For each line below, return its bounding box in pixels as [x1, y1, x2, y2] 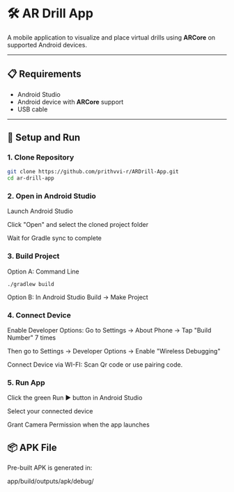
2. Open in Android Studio [7, 191, 96, 201]
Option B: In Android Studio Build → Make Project [7, 293, 148, 301]
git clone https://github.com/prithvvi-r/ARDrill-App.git [7, 168, 179, 175]
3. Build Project [7, 251, 60, 261]
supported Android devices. [7, 40, 87, 49]
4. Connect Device [7, 310, 71, 320]
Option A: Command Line [7, 267, 80, 276]
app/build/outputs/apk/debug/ [7, 477, 94, 486]
